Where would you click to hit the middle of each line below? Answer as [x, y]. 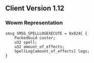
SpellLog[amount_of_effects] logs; [52, 51]
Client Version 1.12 [35, 8]
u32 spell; [26, 42]
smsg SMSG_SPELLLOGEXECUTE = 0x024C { [46, 33]
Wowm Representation [34, 23]
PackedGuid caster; [35, 38]
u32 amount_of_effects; [40, 47]
